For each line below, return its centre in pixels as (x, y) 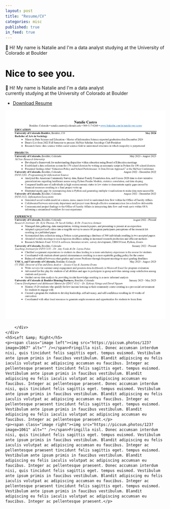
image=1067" (18, 348)
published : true (22, 27)
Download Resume (32, 103)
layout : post (19, 11)
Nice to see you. (40, 74)
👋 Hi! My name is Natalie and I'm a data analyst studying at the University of (85, 48)
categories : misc (24, 21)
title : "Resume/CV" (26, 16)
